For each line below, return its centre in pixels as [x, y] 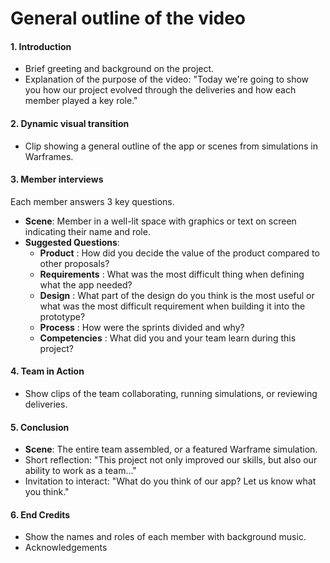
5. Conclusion [40, 427]
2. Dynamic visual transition [70, 123]
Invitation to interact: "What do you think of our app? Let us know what [170, 481]
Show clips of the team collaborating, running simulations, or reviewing [171, 393]
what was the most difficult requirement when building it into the [172, 306]
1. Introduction [41, 46]
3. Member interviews [57, 179]
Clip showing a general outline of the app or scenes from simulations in [171, 146]
